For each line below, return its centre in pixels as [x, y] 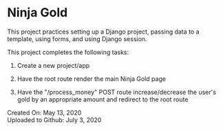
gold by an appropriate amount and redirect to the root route [103, 99]
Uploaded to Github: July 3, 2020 [54, 120]
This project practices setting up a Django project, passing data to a [103, 32]
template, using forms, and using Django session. [77, 38]
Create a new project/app [53, 65]
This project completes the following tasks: [68, 52]
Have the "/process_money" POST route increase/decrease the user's [117, 92]
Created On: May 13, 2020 [44, 112]
